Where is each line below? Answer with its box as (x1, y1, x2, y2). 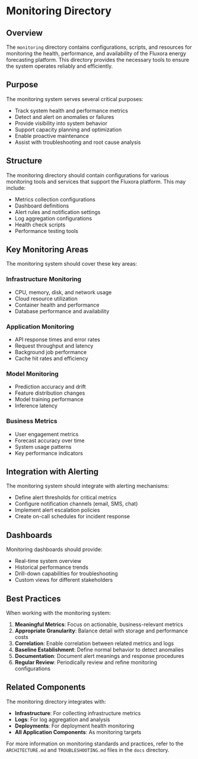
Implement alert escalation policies (14, 506, 100, 514)
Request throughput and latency (14, 342, 94, 349)
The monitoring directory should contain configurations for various (6, 171, 169, 179)
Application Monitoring (6, 322, 74, 330)
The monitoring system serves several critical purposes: (6, 95, 143, 102)
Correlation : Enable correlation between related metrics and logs (14, 640, 174, 647)
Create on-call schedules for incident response (14, 513, 130, 520)
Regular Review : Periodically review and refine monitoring (14, 659, 157, 666)
